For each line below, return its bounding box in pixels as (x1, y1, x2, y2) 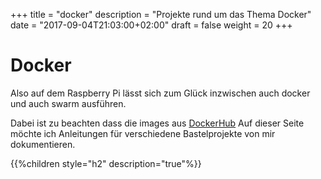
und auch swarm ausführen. (10, 97, 127, 109)
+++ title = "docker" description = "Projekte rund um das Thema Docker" (10, 9, 312, 20)
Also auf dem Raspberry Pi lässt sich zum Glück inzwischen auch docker (10, 87, 311, 99)
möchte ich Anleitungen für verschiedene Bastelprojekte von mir (10, 127, 276, 139)
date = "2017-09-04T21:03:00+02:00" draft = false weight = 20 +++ (10, 19, 293, 31)
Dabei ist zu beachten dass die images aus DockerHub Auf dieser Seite (10, 117, 305, 129)
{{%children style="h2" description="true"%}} (10, 157, 202, 169)
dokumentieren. (10, 138, 76, 150)
